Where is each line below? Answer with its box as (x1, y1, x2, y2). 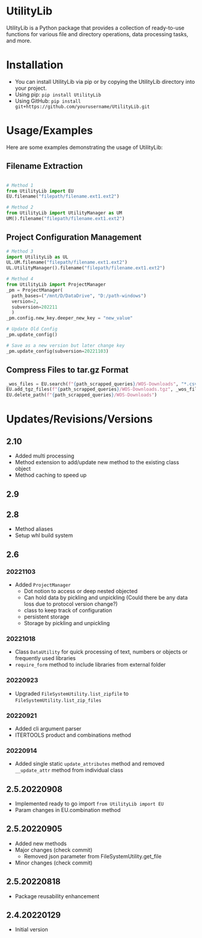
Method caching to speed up (14, 471, 87, 479)
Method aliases (14, 526, 53, 533)
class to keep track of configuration (23, 607, 112, 614)
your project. (14, 84, 47, 92)
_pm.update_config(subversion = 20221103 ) (6, 348, 109, 354)
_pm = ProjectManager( (6, 287, 63, 293)
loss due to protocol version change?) (23, 600, 118, 608)
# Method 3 (6, 248, 34, 254)
